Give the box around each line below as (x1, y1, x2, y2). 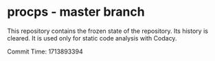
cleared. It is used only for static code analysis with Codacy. (7, 34, 177, 42)
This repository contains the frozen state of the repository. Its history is (7, 27, 208, 35)
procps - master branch (7, 4, 146, 20)
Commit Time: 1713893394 (7, 47, 84, 56)
